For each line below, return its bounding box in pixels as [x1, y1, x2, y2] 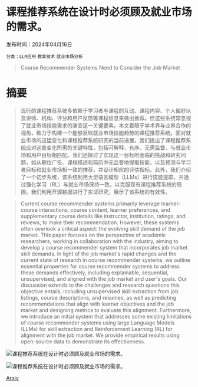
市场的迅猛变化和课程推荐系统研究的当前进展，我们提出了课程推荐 [25, 136, 186, 143]
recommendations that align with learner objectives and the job [20, 300, 174, 307]
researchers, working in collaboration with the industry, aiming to [20, 237, 179, 245]
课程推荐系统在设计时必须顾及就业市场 [6, 5, 193, 19]
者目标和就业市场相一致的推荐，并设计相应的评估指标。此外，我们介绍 [20, 166, 192, 173]
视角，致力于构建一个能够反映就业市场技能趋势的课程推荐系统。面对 [20, 129, 186, 136]
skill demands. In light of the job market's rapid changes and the [20, 250, 177, 257]
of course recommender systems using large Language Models [20, 319, 175, 326]
